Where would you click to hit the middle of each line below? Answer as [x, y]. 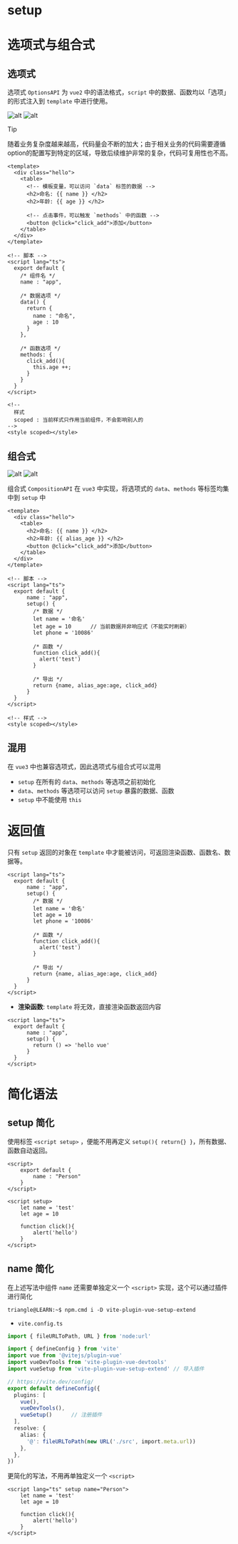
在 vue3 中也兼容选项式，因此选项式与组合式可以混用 [84, 766]
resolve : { [30, 1428]
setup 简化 [31, 1123]
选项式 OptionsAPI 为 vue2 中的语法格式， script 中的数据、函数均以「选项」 [119, 92]
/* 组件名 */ [38, 276]
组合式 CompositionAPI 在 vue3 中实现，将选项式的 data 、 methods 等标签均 [115, 488]
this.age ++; [52, 367]
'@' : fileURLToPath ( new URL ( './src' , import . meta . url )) [111, 1441]
